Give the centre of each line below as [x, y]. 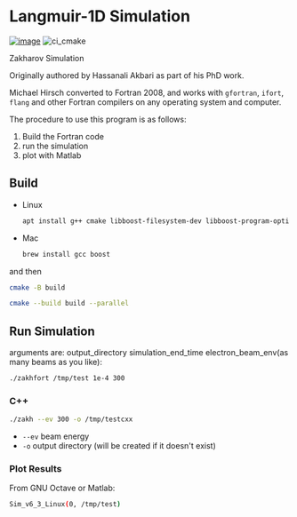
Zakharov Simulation [47, 58]
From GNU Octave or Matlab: [62, 488]
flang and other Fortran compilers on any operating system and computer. [145, 102]
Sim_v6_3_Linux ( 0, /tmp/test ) [65, 505]
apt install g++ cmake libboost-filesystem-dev [112, 221]
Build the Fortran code [63, 136]
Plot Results [36, 469]
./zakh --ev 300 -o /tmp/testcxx [71, 419]
